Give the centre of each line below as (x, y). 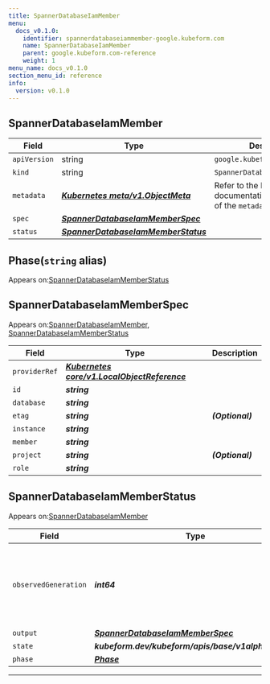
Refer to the (236, 186)
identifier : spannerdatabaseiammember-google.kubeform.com (124, 38)
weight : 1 (39, 61)
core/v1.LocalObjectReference (126, 377)
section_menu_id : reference (55, 76)
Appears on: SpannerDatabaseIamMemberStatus (89, 280)
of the (225, 206)
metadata (29, 196)
